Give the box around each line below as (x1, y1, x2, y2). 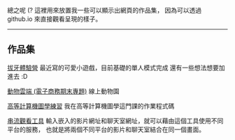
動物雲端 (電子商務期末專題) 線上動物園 (7, 86, 120, 95)
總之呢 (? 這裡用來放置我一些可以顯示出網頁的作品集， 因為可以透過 (7, 6, 202, 14)
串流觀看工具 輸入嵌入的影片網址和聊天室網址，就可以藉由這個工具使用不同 (7, 116, 224, 125)
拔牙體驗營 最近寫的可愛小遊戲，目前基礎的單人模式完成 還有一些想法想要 (7, 63, 219, 72)
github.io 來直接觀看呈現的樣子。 (7, 15, 102, 23)
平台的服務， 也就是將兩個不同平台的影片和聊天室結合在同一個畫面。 (7, 125, 205, 134)
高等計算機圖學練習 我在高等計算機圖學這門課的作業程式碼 (7, 102, 175, 110)
